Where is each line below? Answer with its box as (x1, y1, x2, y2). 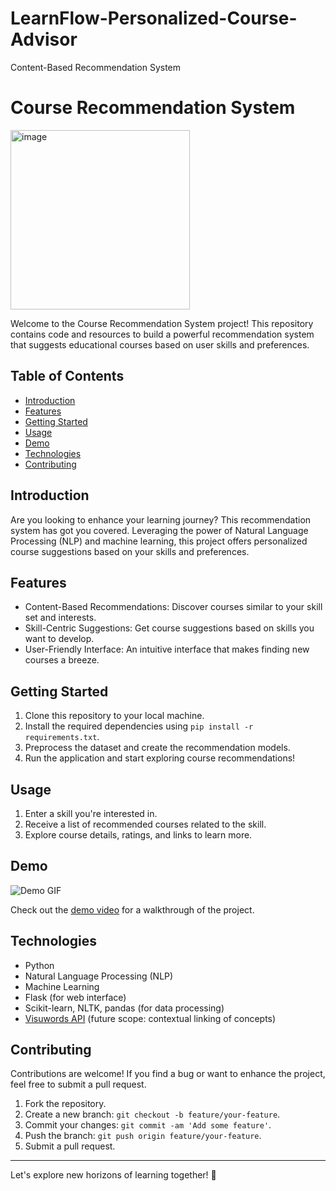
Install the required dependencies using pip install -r (24, 720, 254, 732)
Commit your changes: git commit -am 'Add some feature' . (24, 1119, 272, 1131)
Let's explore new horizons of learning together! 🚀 (10, 1169, 217, 1181)
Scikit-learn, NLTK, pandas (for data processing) (24, 1002, 225, 1014)
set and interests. (24, 612, 97, 624)
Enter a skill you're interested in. (24, 807, 158, 819)
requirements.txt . (24, 731, 100, 743)
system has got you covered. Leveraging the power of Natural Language (10, 524, 309, 536)
